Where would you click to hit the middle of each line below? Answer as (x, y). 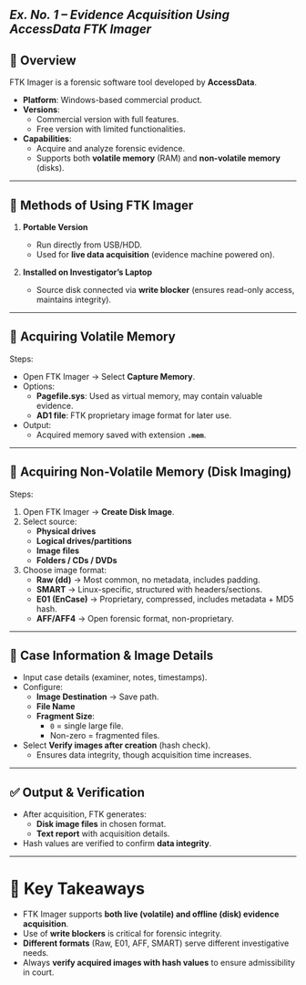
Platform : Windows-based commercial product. (112, 100)
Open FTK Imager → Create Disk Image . (98, 511)
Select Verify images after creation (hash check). (117, 745)
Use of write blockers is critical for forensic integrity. (122, 934)
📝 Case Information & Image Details (112, 656)
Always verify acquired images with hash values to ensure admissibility (159, 963)
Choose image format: (65, 570)
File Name (56, 707)
